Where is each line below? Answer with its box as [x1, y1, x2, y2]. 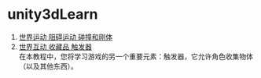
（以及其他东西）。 [18, 61, 78, 71]
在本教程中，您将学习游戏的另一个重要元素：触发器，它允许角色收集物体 [18, 51, 253, 61]
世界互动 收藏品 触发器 [18, 41, 92, 51]
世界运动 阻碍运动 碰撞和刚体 [18, 32, 113, 41]
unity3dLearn [7, 5, 98, 23]
